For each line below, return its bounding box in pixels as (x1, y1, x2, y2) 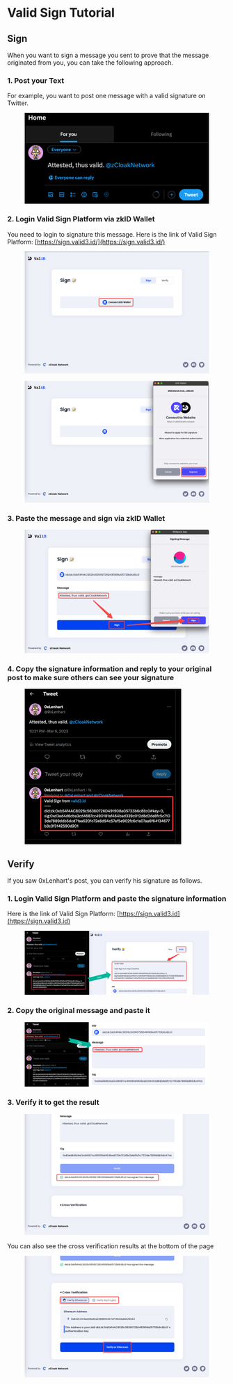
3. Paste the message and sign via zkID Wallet (7, 513, 166, 523)
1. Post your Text (7, 75, 65, 85)
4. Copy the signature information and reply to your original (7, 663, 212, 673)
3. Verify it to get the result (7, 1098, 99, 1108)
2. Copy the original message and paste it (7, 1006, 151, 1016)
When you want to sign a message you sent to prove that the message (7, 51, 209, 59)
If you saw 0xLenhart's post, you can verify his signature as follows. (7, 876, 202, 885)
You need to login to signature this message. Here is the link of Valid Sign (7, 230, 217, 238)
